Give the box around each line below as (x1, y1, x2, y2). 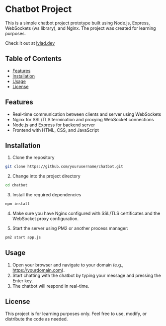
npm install (5, 201, 30, 207)
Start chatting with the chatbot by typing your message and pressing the (12, 272, 161, 278)
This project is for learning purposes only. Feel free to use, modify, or (5, 311, 147, 317)
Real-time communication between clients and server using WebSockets (12, 111, 162, 117)
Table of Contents (5, 55, 62, 63)
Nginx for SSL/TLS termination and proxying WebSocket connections (12, 116, 154, 122)
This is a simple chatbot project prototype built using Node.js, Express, (5, 20, 150, 26)
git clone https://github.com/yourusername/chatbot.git (5, 164, 123, 169)
